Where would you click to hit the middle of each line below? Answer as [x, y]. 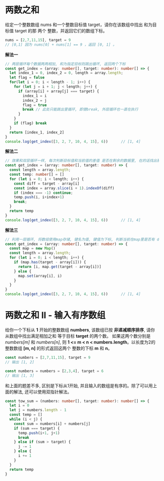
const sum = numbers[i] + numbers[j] [52, 424]
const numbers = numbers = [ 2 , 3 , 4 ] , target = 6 [54, 371]
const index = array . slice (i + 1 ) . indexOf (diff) [64, 188]
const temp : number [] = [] [37, 175]
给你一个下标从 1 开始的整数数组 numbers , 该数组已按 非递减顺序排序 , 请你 [80, 330]
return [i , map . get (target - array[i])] [60, 267]
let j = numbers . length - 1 [38, 410]
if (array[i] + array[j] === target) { [58, 91]
